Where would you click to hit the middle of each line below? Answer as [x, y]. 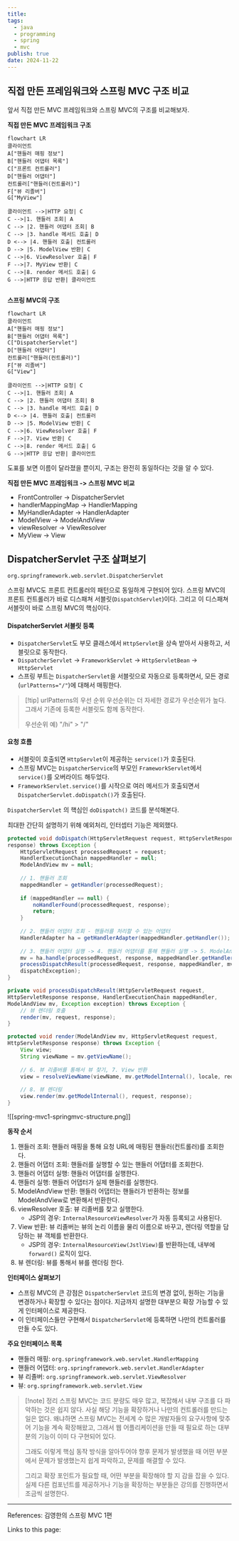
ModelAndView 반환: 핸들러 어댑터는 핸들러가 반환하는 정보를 [103, 1191]
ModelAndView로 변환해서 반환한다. [68, 1200]
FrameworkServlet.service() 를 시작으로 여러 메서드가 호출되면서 [108, 785]
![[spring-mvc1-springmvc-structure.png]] [69, 1117]
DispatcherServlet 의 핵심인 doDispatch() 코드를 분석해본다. [93, 810]
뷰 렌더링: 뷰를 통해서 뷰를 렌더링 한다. [71, 1262]
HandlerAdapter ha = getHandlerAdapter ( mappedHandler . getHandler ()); [126, 938]
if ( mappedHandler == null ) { [65, 898]
